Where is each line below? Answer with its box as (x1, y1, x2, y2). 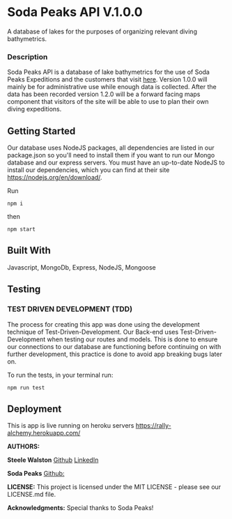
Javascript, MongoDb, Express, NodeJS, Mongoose (7, 263, 156, 272)
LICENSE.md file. (7, 490, 56, 499)
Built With (7, 245, 51, 256)
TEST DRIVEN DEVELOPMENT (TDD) (7, 304, 133, 314)
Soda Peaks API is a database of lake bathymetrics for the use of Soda (7, 68, 210, 77)
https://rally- (135, 421, 172, 430)
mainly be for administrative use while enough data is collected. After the (7, 83, 217, 91)
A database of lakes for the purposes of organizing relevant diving (7, 27, 197, 36)
